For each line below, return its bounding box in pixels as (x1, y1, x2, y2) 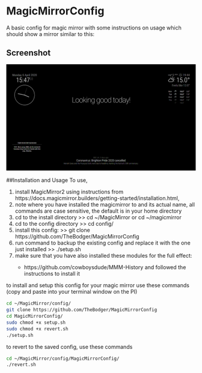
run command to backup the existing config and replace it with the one (14, 239, 191, 247)
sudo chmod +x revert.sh (6, 326, 69, 332)
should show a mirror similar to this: (6, 30, 95, 37)
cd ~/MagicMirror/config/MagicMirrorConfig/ (6, 356, 120, 362)
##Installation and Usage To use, (6, 177, 88, 184)
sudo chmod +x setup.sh (6, 320, 66, 326)
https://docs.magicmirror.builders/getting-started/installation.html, (14, 195, 180, 202)
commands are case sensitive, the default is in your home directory (14, 207, 182, 214)
